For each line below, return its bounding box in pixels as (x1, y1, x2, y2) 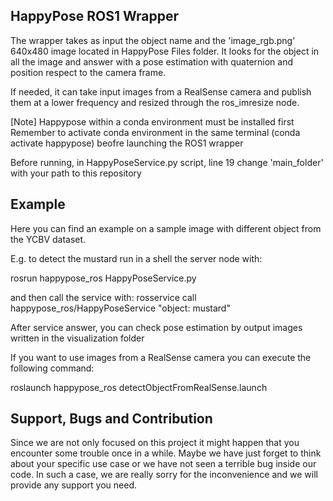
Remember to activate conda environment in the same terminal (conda (10, 126, 301, 138)
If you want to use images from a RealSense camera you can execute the (10, 351, 312, 363)
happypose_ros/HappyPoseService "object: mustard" (10, 302, 231, 314)
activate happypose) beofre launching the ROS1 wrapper (10, 137, 244, 149)
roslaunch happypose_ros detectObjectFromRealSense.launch (10, 381, 268, 393)
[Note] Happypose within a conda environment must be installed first (10, 115, 295, 128)
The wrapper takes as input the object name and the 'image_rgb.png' (10, 34, 296, 46)
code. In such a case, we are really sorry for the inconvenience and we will (10, 469, 318, 481)
